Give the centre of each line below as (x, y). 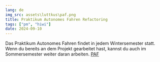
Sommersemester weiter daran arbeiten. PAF (52, 54)
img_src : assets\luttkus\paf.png (41, 15)
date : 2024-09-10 (24, 29)
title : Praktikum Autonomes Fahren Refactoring (57, 19)
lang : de (14, 10)
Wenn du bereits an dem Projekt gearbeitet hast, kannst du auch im (76, 49)
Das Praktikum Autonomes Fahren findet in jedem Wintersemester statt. (80, 43)
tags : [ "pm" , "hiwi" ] (28, 24)
